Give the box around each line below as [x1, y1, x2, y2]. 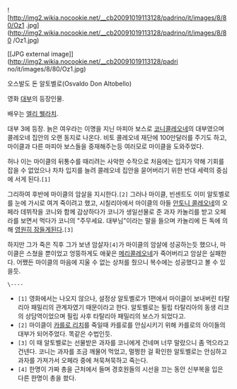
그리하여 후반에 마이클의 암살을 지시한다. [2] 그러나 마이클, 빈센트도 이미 [7, 190, 206, 198]
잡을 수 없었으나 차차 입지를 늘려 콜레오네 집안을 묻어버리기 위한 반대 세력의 [7, 166, 215, 174]
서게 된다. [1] [14, 175, 51, 183]
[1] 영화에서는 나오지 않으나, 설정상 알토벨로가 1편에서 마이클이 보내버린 [17, 294, 217, 303]
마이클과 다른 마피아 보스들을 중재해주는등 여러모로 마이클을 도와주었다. [7, 142, 204, 151]
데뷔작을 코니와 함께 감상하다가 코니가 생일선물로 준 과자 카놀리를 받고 [20, 208, 214, 216]
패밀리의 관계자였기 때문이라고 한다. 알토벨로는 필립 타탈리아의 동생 [30, 303, 216, 311]
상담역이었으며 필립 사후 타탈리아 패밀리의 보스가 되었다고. [25, 312, 186, 320]
